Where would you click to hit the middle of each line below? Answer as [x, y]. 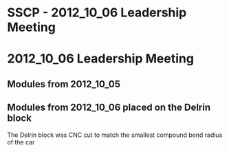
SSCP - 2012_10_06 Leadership [97, 13]
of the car [21, 142]
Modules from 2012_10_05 [64, 84]
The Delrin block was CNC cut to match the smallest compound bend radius [115, 135]
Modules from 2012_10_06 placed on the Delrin [109, 108]
